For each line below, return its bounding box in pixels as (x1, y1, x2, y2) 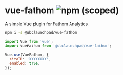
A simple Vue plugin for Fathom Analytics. (5, 21, 89, 27)
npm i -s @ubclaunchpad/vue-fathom (5, 30, 77, 35)
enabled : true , (9, 61, 40, 66)
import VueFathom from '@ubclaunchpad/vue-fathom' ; (5, 44, 112, 48)
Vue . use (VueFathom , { (5, 52, 49, 57)
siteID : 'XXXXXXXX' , (9, 57, 51, 61)
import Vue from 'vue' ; (5, 39, 53, 44)
